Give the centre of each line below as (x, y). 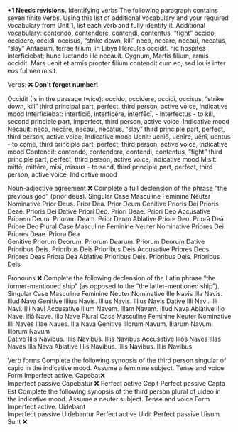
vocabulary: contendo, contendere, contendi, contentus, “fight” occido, (112, 33)
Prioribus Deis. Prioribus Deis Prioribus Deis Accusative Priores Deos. (109, 249)
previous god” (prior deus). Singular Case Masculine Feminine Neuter (109, 196)
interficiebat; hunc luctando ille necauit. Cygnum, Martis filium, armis (108, 56)
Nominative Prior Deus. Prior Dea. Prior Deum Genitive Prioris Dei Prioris (113, 204)
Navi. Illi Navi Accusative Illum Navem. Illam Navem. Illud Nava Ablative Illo (116, 309)
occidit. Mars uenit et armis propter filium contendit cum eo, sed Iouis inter (117, 63)
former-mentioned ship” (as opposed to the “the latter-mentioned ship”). (113, 286)
